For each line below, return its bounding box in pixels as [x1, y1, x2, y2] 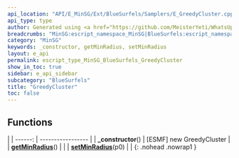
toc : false [7, 90, 40, 97]
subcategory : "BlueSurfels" [7, 76, 91, 84]
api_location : [7, 10, 50, 18]
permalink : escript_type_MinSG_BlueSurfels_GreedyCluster [7, 57, 183, 64]
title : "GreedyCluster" [7, 83, 78, 90]
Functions [7, 116, 53, 128]
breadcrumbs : [7, 30, 46, 38]
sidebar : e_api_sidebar [7, 70, 78, 77]
